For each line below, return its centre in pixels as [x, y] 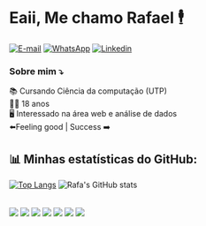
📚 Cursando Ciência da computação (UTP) [88, 91]
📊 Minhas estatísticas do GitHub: [103, 159]
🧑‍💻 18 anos [30, 104]
